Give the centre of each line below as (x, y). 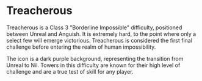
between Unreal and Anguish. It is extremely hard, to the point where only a (101, 33)
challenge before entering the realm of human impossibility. (81, 47)
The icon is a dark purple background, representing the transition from (95, 58)
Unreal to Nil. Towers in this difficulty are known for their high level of (93, 65)
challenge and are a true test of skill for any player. (70, 71)
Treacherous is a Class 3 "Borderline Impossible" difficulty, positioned (94, 27)
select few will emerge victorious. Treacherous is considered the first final (99, 40)
